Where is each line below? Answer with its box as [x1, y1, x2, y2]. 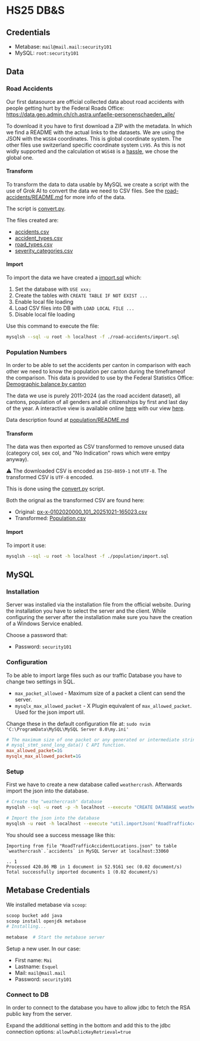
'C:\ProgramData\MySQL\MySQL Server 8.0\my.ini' [6, 726, 129, 732]
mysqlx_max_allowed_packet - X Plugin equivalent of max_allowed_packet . [14, 702, 192, 709]
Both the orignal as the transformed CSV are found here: [6, 497, 145, 504]
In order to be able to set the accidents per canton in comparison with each [6, 362, 191, 369]
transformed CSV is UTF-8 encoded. [6, 474, 94, 481]
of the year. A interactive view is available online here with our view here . [6, 405, 185, 412]
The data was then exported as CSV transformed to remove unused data [6, 443, 185, 450]
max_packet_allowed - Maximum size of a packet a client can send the [14, 689, 186, 697]
